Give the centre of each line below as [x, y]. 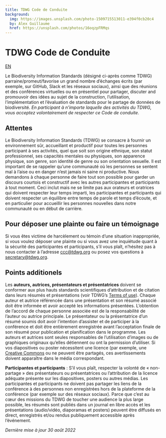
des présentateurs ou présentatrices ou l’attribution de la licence [92, 373]
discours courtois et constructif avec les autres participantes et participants [83, 182]
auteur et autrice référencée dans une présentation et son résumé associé [81, 300]
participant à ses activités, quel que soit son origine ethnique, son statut [79, 150]
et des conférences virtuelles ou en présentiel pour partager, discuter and [81, 92]
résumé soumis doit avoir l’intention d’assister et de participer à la [72, 321]
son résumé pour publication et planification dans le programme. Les [76, 332]
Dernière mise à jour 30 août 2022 [40, 430]
